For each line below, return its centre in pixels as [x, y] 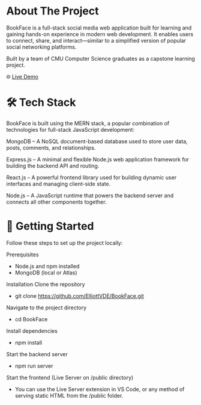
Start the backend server [37, 354]
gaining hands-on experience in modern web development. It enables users [100, 34]
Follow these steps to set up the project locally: [64, 243]
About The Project [52, 11]
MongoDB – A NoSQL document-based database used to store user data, [97, 141]
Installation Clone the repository [46, 284]
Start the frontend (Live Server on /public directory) [70, 377]
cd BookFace [31, 319]
